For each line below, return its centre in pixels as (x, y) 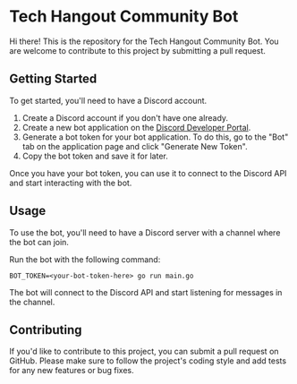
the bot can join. (39, 242)
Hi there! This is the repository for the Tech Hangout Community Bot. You (144, 41)
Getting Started (53, 79)
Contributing (46, 330)
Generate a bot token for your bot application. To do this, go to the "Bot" (155, 137)
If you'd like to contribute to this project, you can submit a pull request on (144, 352)
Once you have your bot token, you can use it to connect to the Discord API (148, 173)
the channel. (32, 302)
